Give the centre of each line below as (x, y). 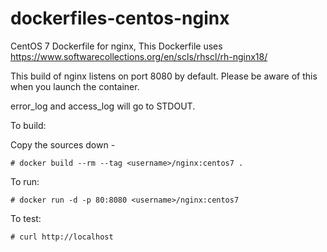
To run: (25, 181)
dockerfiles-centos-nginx (120, 18)
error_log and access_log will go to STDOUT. (103, 106)
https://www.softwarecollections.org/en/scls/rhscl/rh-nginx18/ (139, 56)
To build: (28, 125)
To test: (26, 218)
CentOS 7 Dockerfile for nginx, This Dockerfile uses (116, 46)
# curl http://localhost (62, 237)
